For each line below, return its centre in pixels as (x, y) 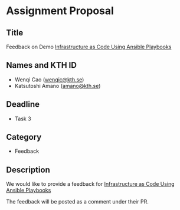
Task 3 (23, 119)
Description (28, 170)
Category (24, 137)
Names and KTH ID (41, 65)
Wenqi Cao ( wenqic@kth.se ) (49, 79)
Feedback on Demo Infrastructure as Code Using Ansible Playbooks (89, 47)
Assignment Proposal (60, 11)
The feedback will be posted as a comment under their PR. (77, 202)
